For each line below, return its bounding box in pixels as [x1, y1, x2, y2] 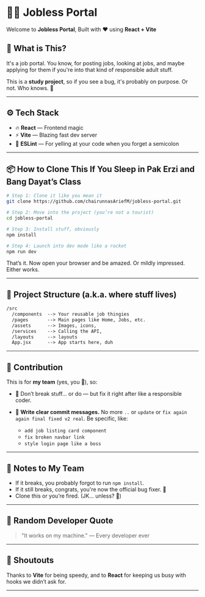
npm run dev [6, 248, 37, 255]
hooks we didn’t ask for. [6, 577, 67, 585]
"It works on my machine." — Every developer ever [21, 532, 150, 539]
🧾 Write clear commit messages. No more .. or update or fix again [15, 409, 187, 416]
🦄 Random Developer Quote [6, 515, 114, 526]
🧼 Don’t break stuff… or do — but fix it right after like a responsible [15, 390, 182, 398]
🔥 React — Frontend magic [15, 124, 84, 131]
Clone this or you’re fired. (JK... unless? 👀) [15, 492, 122, 499]
